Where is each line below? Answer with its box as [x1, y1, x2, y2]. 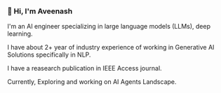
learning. [7, 29, 33, 38]
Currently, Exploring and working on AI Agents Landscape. [7, 78, 177, 86]
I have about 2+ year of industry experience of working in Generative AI [7, 43, 215, 52]
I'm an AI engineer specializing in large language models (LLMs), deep [7, 22, 211, 31]
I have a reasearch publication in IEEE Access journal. [7, 64, 163, 73]
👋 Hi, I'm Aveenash [7, 6, 73, 16]
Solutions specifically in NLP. [7, 50, 91, 59]
